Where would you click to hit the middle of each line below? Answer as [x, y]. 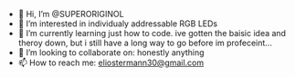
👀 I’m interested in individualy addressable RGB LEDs [117, 24]
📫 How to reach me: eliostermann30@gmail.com [111, 63]
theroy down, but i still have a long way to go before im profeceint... [145, 43]
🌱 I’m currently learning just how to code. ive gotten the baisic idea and [152, 33]
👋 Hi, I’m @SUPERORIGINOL [71, 14]
